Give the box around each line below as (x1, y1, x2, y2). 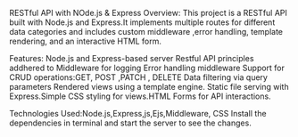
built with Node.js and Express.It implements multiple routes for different (9, 17, 276, 28)
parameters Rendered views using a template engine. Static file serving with (9, 82, 289, 92)
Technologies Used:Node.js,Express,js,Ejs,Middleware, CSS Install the (9, 109, 267, 118)
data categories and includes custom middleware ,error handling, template (9, 27, 284, 36)
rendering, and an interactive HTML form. (9, 36, 162, 46)
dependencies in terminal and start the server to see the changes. (9, 117, 252, 128)
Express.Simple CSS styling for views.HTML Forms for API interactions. (9, 91, 271, 101)
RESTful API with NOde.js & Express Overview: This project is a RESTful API (9, 8, 288, 18)
